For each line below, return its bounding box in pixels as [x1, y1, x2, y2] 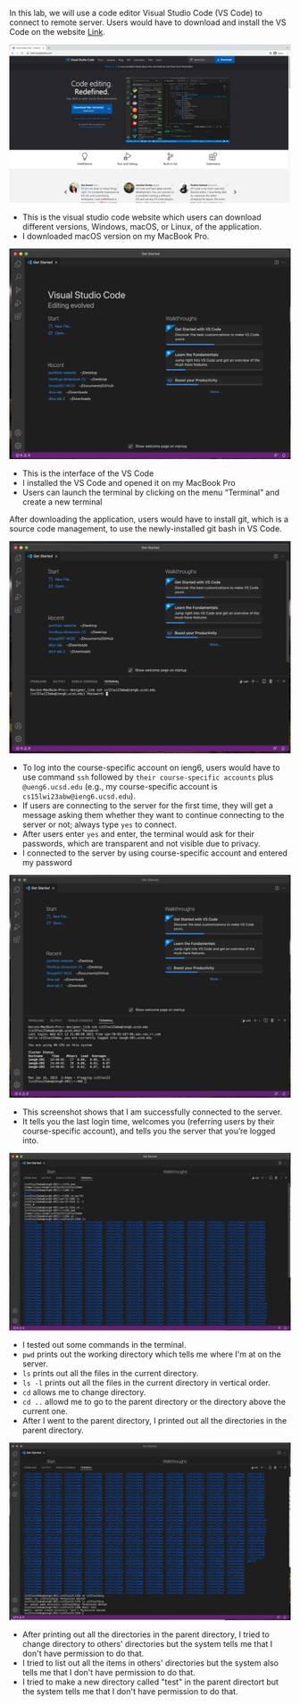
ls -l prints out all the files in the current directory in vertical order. [21, 1377, 271, 1388]
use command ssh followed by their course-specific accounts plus [21, 772, 274, 782]
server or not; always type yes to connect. [21, 819, 177, 830]
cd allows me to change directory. [21, 1387, 146, 1398]
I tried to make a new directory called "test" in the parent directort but [21, 1676, 279, 1687]
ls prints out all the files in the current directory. [21, 1368, 199, 1379]
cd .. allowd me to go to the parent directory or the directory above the [21, 1397, 286, 1408]
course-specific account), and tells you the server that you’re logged [21, 1125, 276, 1137]
